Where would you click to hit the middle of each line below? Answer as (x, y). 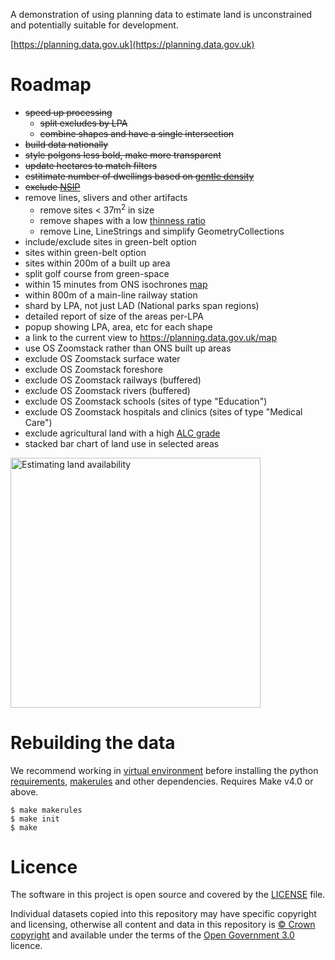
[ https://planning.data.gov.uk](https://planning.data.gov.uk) (132, 44)
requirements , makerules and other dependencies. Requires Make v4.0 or (162, 781)
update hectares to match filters (91, 165)
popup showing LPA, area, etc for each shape (118, 326)
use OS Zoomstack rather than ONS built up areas (128, 348)
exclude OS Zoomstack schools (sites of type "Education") (146, 401)
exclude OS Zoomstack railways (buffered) (113, 380)
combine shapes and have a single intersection (137, 133)
